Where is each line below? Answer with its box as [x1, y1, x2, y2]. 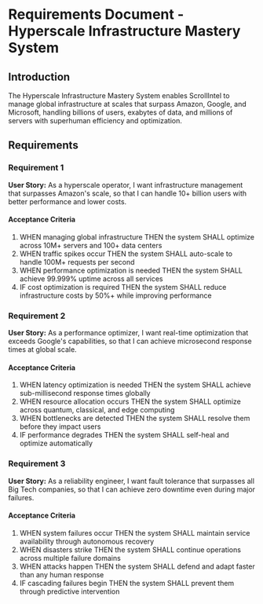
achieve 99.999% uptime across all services [19, 273, 163, 284]
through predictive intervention [19, 587, 120, 596]
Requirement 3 [8, 458, 66, 469]
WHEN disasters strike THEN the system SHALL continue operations [19, 544, 242, 555]
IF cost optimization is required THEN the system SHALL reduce [19, 282, 227, 291]
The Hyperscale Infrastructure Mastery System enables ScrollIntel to [8, 91, 230, 100]
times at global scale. [8, 345, 77, 354]
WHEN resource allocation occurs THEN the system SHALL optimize [19, 397, 242, 406]
